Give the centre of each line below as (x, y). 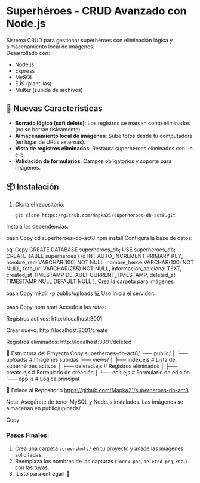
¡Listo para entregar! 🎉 (42, 473)
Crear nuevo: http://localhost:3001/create (57, 330)
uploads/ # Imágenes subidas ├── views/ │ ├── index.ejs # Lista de (91, 360)
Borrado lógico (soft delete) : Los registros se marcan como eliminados (102, 123)
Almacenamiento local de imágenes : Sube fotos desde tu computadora (104, 136)
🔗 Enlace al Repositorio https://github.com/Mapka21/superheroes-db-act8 (98, 390)
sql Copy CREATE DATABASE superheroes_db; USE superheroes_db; (91, 250)
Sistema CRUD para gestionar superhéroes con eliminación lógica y (90, 40)
